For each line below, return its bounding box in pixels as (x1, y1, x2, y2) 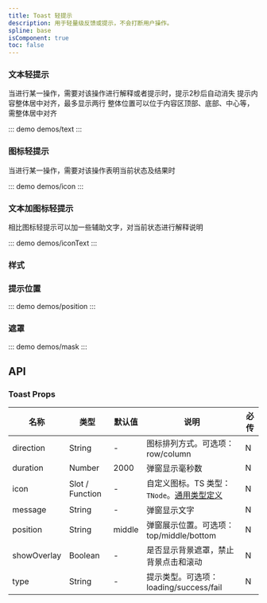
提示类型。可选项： (146, 571, 219, 582)
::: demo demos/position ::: (8, 302, 96, 311)
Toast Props (8, 388, 56, 399)
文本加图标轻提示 (8, 202, 74, 213)
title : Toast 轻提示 (8, 11, 73, 20)
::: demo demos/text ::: (8, 124, 83, 134)
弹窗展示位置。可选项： (146, 519, 234, 531)
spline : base (8, 26, 52, 34)
